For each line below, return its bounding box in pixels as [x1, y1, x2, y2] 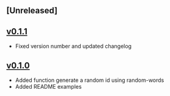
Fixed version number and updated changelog [15, 43, 132, 50]
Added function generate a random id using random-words [15, 76, 164, 84]
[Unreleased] [6, 6, 58, 16]
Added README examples [15, 83, 82, 90]
